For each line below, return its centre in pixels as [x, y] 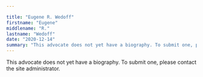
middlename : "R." [28, 28]
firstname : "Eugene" [32, 23]
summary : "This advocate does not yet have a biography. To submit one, [100, 45]
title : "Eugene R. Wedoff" [40, 17]
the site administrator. [33, 69]
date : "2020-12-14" [31, 40]
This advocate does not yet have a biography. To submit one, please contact [101, 62]
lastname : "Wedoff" [31, 34]
